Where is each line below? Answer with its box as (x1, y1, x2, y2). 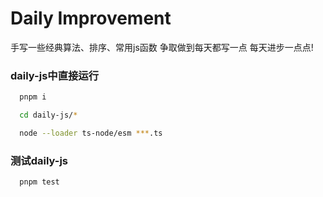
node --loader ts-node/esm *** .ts (19, 128, 163, 138)
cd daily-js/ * (19, 110, 78, 121)
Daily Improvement (10, 7, 172, 30)
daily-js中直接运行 (10, 68, 100, 82)
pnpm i (19, 92, 47, 102)
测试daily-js (10, 153, 69, 167)
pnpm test (19, 177, 60, 187)
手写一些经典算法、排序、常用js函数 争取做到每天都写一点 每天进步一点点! (10, 41, 314, 53)
